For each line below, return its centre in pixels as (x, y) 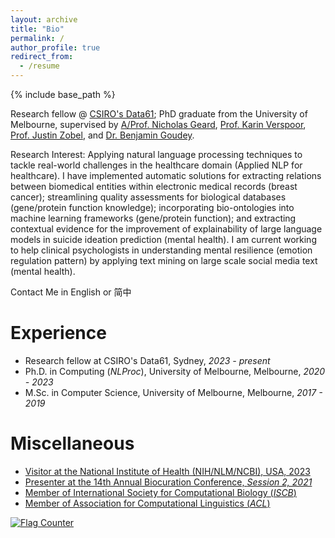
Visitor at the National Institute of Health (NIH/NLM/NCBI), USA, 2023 (167, 471)
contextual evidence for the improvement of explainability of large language (166, 229)
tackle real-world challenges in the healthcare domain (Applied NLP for (156, 165)
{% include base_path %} (63, 94)
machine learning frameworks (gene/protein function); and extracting (153, 218)
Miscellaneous (72, 443)
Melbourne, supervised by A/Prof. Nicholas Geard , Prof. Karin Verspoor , (158, 124)
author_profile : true (55, 47)
